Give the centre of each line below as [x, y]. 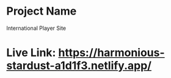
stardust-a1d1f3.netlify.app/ [79, 66]
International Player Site [36, 28]
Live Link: [31, 53]
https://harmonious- [111, 53]
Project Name [42, 11]
